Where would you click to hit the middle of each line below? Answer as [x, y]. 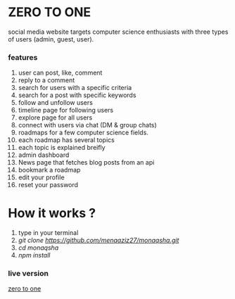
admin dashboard [44, 155]
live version [28, 274]
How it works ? [52, 214]
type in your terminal [48, 233]
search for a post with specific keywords [77, 95]
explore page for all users [55, 117]
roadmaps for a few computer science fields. [83, 133]
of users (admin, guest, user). [51, 39]
